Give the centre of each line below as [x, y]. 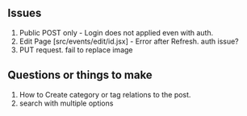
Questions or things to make [80, 75]
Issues [25, 13]
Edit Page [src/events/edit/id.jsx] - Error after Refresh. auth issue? [129, 41]
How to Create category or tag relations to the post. [105, 94]
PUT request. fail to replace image [76, 50]
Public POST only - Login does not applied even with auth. [116, 32]
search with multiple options [66, 103]
